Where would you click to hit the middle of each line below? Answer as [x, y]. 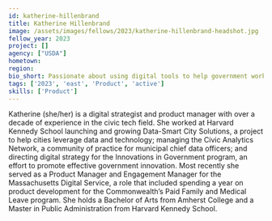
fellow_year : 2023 [39, 38]
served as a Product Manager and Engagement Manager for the [115, 174]
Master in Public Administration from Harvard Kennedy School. [113, 209]
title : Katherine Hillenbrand [59, 23]
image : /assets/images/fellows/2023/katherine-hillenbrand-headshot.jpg [134, 31]
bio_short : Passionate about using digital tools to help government [128, 76]
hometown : [25, 62]
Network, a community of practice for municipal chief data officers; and [128, 149]
